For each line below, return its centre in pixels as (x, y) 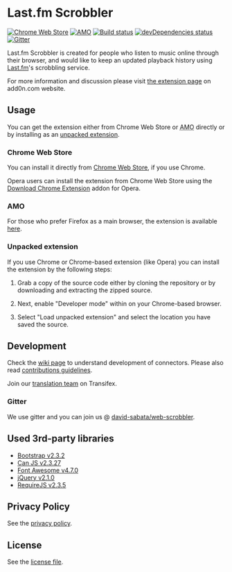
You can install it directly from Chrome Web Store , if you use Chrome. (106, 167)
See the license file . (35, 562)
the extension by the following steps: (60, 269)
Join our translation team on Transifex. (62, 384)
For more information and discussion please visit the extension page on (109, 81)
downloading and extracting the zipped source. (84, 290)
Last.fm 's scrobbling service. (48, 67)
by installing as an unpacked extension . (63, 134)
